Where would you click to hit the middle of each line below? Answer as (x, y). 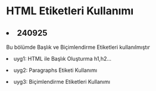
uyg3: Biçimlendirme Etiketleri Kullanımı (62, 82)
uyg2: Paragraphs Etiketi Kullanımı (55, 70)
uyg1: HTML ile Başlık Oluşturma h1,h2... (63, 59)
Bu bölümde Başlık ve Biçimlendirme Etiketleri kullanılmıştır (78, 47)
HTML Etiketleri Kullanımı (70, 11)
